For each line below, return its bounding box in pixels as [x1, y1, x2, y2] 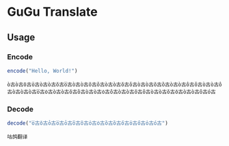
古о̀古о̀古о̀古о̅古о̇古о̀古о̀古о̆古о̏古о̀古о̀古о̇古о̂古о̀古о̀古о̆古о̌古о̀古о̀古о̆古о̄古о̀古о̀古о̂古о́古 [7, 88, 217, 95]
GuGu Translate [7, 4, 98, 20]
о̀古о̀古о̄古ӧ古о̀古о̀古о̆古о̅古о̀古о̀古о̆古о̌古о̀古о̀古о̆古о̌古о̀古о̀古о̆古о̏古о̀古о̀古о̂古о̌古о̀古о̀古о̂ [7, 81, 222, 88]
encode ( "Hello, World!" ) [7, 67, 78, 74]
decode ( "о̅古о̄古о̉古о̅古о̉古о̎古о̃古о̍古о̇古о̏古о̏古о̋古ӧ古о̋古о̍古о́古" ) [7, 120, 169, 127]
